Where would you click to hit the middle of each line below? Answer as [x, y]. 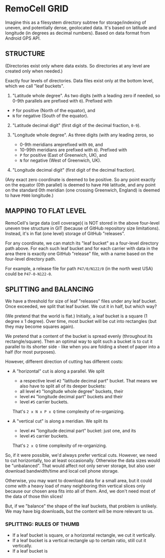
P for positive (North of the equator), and [54, 110]
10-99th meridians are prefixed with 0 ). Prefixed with [73, 150]
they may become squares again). [40, 327]
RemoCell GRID [37, 9]
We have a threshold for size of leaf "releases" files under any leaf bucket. [81, 301]
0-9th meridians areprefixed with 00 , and [61, 144]
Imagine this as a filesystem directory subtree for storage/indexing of [76, 22]
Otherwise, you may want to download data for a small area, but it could [79, 481]
